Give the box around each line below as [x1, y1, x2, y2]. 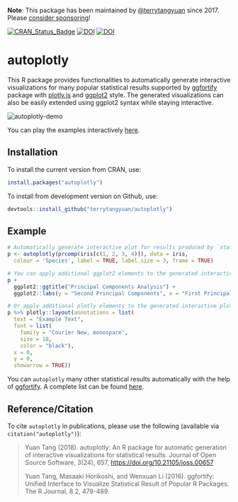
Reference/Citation [7, 403, 93, 415]
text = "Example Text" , [13, 316, 84, 323]
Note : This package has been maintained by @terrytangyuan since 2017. [7, 6, 220, 14]
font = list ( [13, 322, 52, 329]
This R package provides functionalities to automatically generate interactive [7, 75, 231, 84]
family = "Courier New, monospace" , [20, 329, 129, 336]
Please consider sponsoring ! [7, 13, 91, 22]
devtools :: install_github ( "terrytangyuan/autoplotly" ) [7, 205, 173, 212]
